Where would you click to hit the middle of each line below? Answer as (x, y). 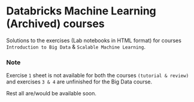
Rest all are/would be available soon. (51, 94)
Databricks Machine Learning (81, 11)
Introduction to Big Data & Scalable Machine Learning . (76, 47)
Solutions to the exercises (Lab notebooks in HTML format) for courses (94, 40)
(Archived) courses (55, 24)
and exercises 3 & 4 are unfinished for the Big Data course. (79, 82)
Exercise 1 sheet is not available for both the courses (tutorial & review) (98, 76)
